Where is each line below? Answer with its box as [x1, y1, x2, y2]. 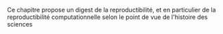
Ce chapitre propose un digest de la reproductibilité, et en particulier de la [7, 6, 216, 14]
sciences [7, 20, 33, 28]
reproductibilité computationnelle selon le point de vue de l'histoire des [7, 13, 208, 21]
